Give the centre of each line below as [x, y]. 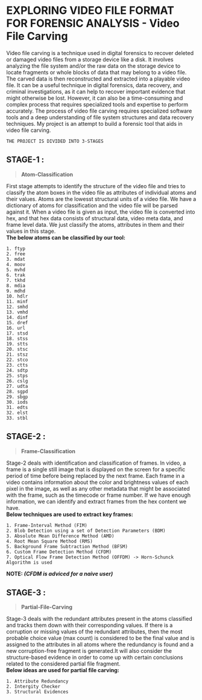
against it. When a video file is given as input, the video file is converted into [101, 212]
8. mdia [16, 286]
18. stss [17, 339]
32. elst [17, 413]
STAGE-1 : [25, 160]
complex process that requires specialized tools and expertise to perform [97, 104]
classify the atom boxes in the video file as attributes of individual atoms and [101, 192]
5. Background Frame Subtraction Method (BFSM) [67, 546]
